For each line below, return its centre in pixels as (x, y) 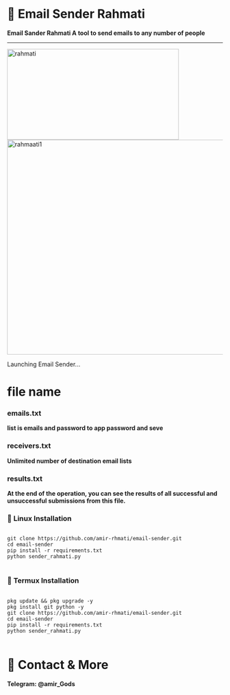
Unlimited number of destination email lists (69, 461)
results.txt (25, 479)
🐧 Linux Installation (39, 518)
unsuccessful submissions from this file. (66, 501)
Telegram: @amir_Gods (41, 683)
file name (34, 392)
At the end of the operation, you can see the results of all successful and (112, 494)
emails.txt (24, 414)
